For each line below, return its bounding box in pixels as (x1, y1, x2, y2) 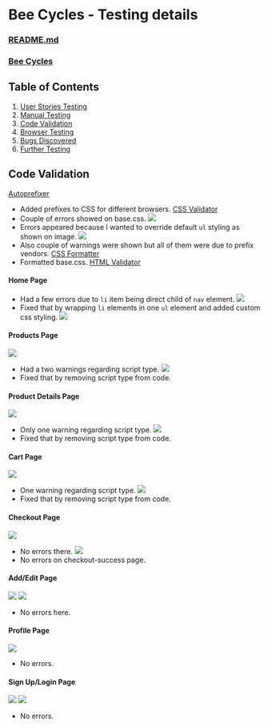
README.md (8, 34, 59, 46)
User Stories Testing (19, 102, 88, 111)
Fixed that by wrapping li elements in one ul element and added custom (19, 303, 261, 312)
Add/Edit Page (8, 573, 58, 583)
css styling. (19, 312, 58, 322)
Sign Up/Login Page (8, 677, 76, 686)
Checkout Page (8, 512, 61, 522)
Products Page (8, 331, 58, 340)
